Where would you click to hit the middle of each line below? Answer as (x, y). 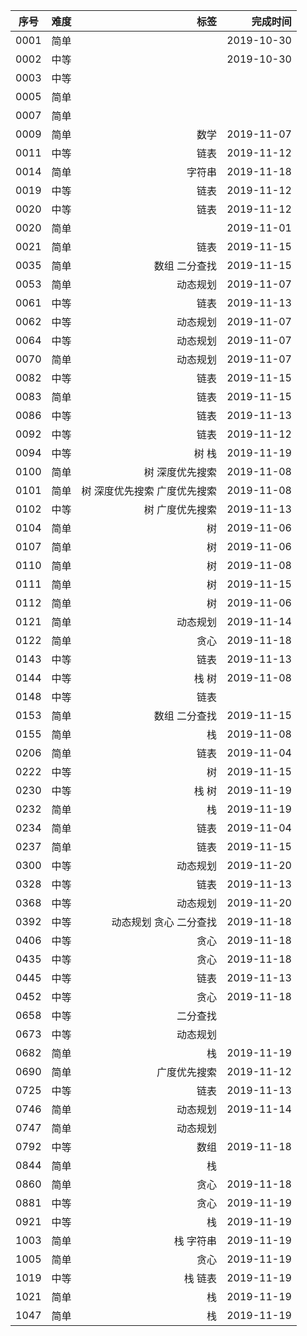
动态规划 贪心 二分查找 (164, 922)
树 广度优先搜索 (180, 509)
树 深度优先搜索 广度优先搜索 (149, 491)
